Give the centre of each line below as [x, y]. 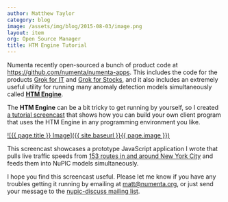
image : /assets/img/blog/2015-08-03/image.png [75, 26]
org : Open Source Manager [44, 39]
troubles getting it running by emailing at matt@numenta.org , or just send [110, 184]
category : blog [29, 20]
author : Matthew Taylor [41, 13]
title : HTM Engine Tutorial [47, 45]
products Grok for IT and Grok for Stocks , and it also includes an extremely [113, 79]
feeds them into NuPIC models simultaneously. [73, 163]
